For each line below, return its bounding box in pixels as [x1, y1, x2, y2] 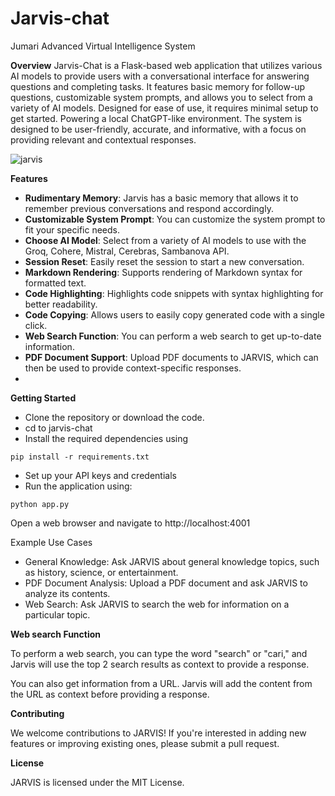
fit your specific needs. [24, 223, 120, 236]
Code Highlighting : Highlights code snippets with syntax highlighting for [24, 287, 324, 299]
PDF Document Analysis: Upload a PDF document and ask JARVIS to [24, 577, 308, 589]
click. [24, 319, 48, 331]
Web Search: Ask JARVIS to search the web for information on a [24, 598, 290, 610]
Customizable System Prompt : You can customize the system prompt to [24, 213, 326, 225]
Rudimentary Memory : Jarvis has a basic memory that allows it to [24, 192, 299, 204]
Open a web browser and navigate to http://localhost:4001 [10, 517, 251, 529]
